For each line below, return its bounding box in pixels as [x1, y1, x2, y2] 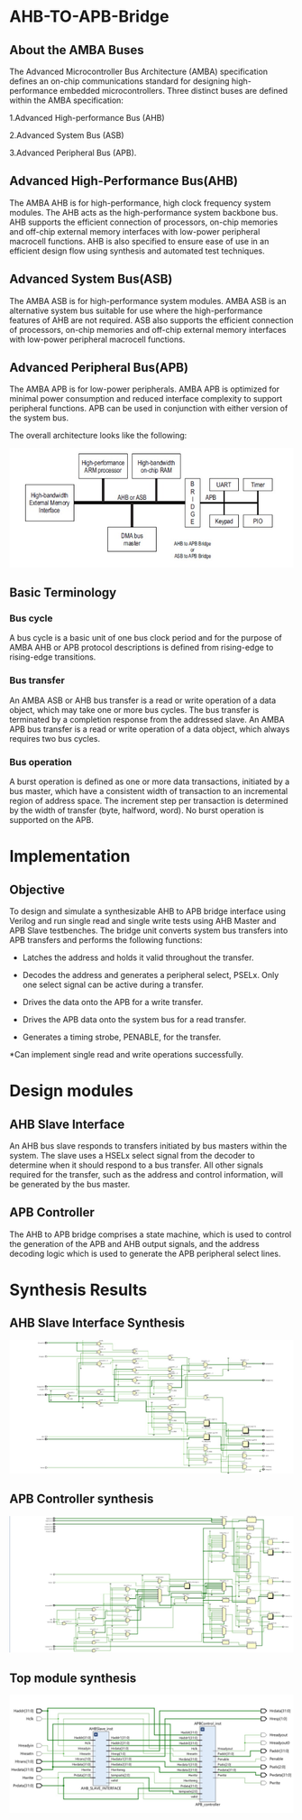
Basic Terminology [9, 585, 117, 601]
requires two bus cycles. [9, 733, 101, 744]
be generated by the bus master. [9, 1178, 131, 1189]
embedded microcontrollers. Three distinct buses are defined [59, 86, 288, 96]
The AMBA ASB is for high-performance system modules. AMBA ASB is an [9, 295, 287, 306]
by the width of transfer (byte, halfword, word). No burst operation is [9, 805, 264, 816]
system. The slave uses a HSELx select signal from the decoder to [9, 1150, 255, 1160]
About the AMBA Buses [9, 42, 144, 58]
